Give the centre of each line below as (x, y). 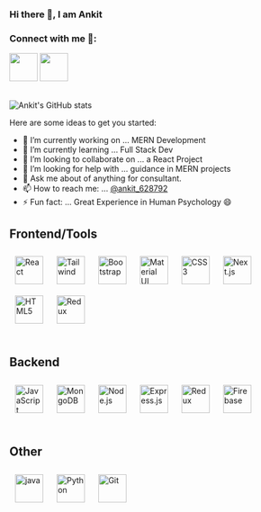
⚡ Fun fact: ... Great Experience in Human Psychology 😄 (127, 202)
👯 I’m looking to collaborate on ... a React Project (112, 159)
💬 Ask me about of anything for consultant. (102, 178)
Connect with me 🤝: (53, 38)
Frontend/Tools (53, 234)
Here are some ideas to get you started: (83, 123)
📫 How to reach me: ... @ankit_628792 (95, 189)
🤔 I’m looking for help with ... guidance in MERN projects (126, 169)
